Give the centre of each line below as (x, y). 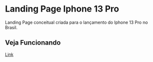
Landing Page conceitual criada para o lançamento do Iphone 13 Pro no (76, 22)
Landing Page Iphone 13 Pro (62, 9)
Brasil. (11, 27)
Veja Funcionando (33, 43)
